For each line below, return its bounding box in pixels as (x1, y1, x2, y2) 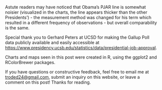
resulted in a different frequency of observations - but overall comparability (5, 20, 158, 25)
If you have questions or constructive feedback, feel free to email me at (5, 69, 149, 75)
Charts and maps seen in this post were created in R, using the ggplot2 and (5, 54, 157, 60)
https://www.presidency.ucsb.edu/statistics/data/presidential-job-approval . (5, 45, 158, 50)
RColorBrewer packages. (5, 60, 55, 65)
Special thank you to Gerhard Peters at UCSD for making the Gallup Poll (5, 34, 150, 40)
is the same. (5, 25, 30, 31)
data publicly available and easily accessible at (5, 40, 99, 45)
